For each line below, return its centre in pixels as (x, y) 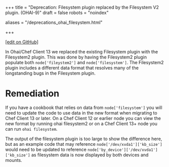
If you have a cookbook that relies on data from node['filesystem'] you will (84, 107)
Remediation (32, 94)
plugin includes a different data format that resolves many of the (72, 68)
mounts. (14, 160)
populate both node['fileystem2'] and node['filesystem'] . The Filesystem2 (84, 62)
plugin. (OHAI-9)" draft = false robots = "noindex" (57, 13)
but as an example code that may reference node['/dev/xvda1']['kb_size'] (84, 144)
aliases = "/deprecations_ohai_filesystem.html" (54, 22)
